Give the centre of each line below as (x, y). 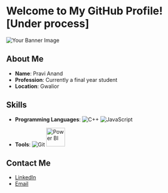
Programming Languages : (48, 119)
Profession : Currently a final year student (66, 79)
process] (67, 24)
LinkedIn (25, 177)
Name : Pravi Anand (39, 73)
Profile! (144, 11)
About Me (25, 59)
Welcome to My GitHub (65, 11)
